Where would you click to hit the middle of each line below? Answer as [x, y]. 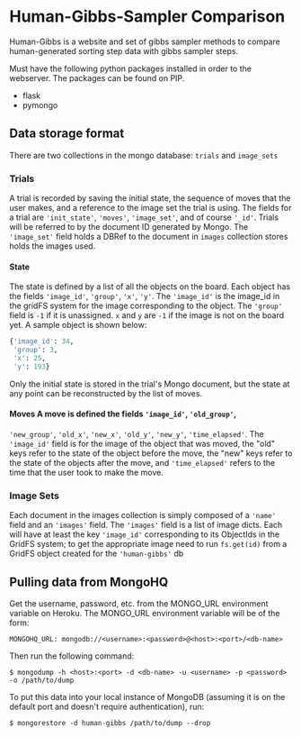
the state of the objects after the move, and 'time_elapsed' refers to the [142, 462]
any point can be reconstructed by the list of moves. [106, 393]
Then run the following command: [72, 656]
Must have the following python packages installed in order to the [130, 68]
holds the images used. [53, 246]
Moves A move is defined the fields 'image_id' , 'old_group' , [123, 414]
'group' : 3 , [35, 350]
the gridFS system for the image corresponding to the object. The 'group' [146, 306]
